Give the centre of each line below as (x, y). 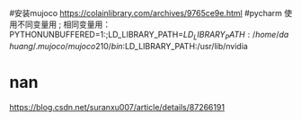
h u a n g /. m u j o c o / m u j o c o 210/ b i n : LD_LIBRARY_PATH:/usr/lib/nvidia (129, 46)
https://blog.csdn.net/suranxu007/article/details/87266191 (117, 107)
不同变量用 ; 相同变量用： (64, 24)
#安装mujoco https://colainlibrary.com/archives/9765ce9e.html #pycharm (146, 13)
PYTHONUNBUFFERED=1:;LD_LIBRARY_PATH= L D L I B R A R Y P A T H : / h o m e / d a (149, 36)
